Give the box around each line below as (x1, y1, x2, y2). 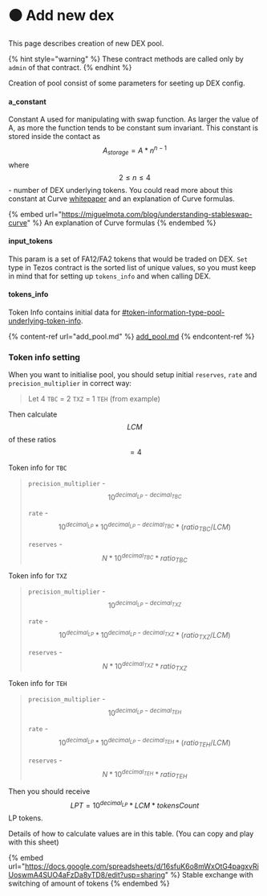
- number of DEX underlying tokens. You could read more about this (8, 185, 233, 195)
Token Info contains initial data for (8, 307, 120, 317)
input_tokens (8, 236, 54, 246)
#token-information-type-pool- (121, 307, 225, 317)
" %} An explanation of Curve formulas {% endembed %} (26, 218, 216, 228)
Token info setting (8, 351, 80, 363)
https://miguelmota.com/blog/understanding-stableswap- (61, 209, 253, 219)
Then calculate (8, 409, 58, 419)
